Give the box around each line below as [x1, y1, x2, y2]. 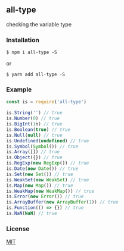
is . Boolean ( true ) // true [6, 126, 70, 133]
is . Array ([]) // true [6, 149, 60, 155]
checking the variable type [6, 20, 72, 28]
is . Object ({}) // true [6, 154, 63, 161]
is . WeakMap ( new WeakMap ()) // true [6, 188, 95, 194]
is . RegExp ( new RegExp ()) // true [6, 160, 89, 166]
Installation [6, 35, 40, 44]
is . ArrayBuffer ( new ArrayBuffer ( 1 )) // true [6, 199, 119, 205]
